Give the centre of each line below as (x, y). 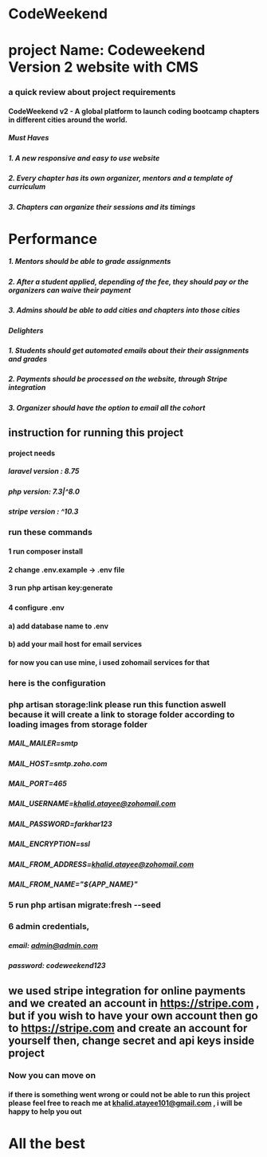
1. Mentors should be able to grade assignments (90, 262)
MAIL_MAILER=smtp (43, 743)
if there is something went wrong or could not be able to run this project (130, 1095)
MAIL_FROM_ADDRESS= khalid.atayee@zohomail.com (101, 864)
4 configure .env (37, 608)
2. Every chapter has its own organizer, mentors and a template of (120, 178)
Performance (53, 239)
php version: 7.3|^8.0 (44, 491)
